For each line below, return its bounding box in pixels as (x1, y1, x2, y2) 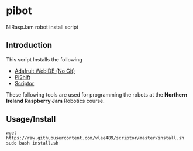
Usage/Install (6, 114, 56, 124)
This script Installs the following (6, 56, 83, 63)
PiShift (14, 73, 31, 80)
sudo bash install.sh (6, 140, 59, 146)
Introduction (6, 40, 53, 50)
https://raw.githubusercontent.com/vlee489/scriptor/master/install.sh (6, 135, 184, 141)
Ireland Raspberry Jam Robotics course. (6, 97, 105, 104)
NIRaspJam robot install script (6, 23, 79, 30)
